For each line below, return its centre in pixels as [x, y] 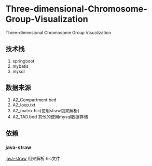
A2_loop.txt [24, 105]
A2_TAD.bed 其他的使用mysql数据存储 [50, 117]
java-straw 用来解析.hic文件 [33, 159]
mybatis [20, 66]
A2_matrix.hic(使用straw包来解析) [46, 110]
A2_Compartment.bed [34, 100]
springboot [23, 61]
